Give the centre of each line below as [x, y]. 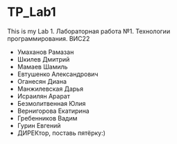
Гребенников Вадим [47, 118]
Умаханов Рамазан [45, 52]
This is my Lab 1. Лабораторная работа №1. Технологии [89, 31]
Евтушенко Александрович [58, 74]
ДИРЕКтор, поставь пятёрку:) [61, 133]
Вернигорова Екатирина [53, 111]
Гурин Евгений [39, 125]
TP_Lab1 [32, 12]
